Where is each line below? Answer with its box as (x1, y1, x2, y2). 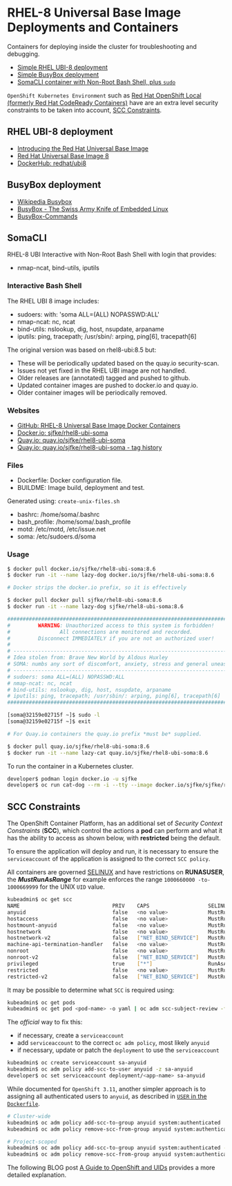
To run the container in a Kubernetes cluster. (7, 762, 134, 770)
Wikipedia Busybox (17, 197, 72, 205)
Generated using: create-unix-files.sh (7, 497, 120, 505)
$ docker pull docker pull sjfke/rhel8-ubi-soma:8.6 (7, 596, 162, 604)
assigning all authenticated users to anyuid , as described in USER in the (7, 1092, 207, 1100)
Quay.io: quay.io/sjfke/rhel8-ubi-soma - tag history (17, 443, 162, 451)
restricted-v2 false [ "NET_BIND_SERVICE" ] (7, 973, 199, 980)
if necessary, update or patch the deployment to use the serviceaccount (17, 1046, 220, 1055)
